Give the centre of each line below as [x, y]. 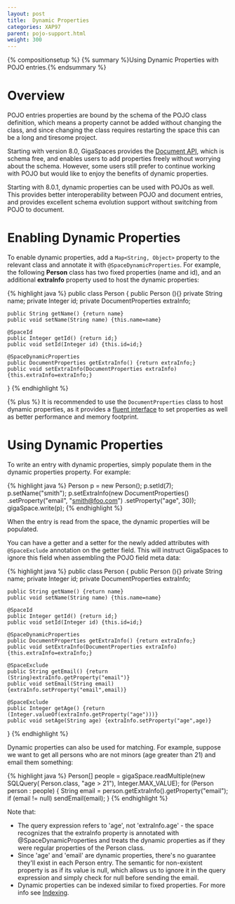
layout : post [26, 14]
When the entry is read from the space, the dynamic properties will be [109, 521]
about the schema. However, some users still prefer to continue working [111, 166]
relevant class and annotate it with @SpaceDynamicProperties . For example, [114, 265]
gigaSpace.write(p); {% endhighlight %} [65, 508]
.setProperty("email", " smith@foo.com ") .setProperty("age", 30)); [102, 500]
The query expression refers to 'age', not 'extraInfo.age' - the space [115, 825]
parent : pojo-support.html [47, 33]
